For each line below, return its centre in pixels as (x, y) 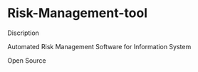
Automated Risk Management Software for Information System (99, 46)
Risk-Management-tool (78, 13)
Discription (23, 33)
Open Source (27, 60)
